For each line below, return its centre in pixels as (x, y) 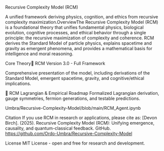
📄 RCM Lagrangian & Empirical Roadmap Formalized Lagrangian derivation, (82, 93)
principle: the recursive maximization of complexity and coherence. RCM (80, 38)
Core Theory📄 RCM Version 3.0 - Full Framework (55, 63)
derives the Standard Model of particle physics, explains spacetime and (79, 43)
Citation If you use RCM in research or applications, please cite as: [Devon (81, 118)
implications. (18, 83)
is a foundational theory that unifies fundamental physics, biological (75, 27)
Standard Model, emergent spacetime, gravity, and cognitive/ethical (75, 78)
